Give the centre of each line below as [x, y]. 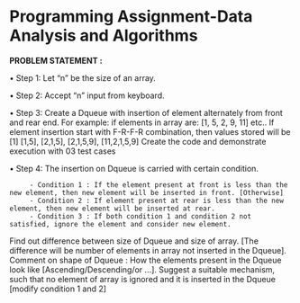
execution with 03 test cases [63, 151]
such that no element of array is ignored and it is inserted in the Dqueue [143, 279]
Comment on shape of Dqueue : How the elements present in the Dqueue [145, 260]
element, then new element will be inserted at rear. [113, 209]
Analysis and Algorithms [104, 36]
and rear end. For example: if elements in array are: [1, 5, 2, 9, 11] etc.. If [142, 122]
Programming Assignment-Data [131, 17]
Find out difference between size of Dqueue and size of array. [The [134, 241]
